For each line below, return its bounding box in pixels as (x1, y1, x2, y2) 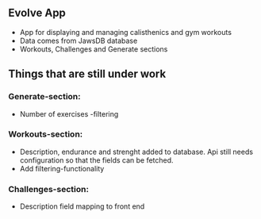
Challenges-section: (8, 183, 90, 194)
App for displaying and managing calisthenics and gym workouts (19, 27, 232, 36)
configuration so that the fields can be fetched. (19, 155, 174, 165)
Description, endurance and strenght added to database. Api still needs (19, 147, 254, 156)
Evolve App (8, 6, 66, 20)
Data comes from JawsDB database (19, 36, 138, 45)
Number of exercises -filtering (19, 109, 119, 118)
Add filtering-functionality (19, 163, 105, 173)
